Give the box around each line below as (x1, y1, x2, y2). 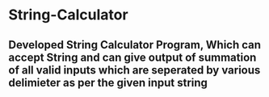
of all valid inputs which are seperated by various (8, 63, 261, 77)
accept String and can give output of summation (8, 50, 257, 64)
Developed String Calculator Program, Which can (8, 38, 261, 52)
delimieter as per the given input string (8, 75, 208, 90)
